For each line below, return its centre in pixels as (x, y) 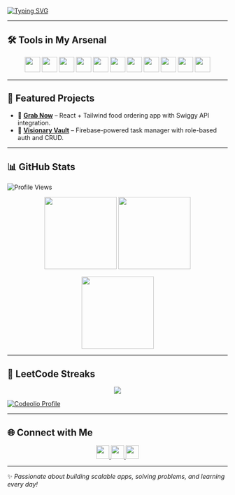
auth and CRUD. (41, 137)
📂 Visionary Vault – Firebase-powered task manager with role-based (117, 130)
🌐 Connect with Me (50, 432)
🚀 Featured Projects (51, 98)
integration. (34, 123)
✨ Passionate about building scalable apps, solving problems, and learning (116, 477)
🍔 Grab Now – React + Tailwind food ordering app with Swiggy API (113, 115)
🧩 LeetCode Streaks (51, 374)
